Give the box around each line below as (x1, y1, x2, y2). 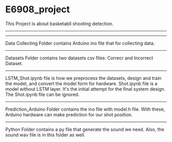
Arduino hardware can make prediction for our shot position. (5, 111, 133, 117)
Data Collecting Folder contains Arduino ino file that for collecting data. (5, 40, 155, 46)
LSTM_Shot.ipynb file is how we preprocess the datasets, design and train (5, 75, 162, 81)
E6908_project (5, 4, 70, 15)
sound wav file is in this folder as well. (5, 132, 85, 138)
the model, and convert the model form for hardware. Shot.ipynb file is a (5, 80, 158, 87)
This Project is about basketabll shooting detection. (5, 21, 114, 27)
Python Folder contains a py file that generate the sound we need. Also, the (5, 126, 165, 132)
